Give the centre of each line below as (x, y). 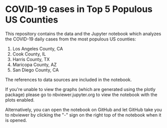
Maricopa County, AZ (34, 64)
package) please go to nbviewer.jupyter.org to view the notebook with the (81, 94)
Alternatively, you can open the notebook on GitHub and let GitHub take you (83, 109)
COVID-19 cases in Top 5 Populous (79, 9)
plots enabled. (20, 100)
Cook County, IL (29, 54)
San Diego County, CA (36, 70)
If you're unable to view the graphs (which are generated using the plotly (80, 89)
